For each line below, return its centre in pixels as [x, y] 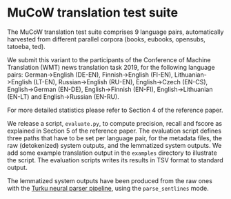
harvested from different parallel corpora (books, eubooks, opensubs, [106, 39]
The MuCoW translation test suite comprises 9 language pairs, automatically [115, 32]
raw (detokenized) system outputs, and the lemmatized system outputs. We [114, 145]
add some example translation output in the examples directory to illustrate [112, 153]
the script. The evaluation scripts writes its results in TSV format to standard [115, 160]
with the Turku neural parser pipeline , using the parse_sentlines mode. [108, 188]
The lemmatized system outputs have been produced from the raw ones [110, 180]
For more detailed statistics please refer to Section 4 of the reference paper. [115, 110]
